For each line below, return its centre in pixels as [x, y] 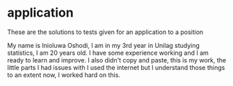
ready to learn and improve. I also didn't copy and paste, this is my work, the [117, 60]
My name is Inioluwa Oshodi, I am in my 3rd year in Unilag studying [104, 45]
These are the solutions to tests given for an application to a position [105, 32]
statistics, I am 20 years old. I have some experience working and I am [108, 53]
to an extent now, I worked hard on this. [64, 75]
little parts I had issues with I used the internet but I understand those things [116, 67]
